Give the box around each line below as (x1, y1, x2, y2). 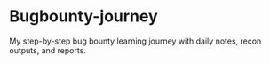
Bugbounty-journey (9, 6, 158, 27)
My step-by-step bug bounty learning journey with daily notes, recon (9, 36, 262, 46)
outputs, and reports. (9, 44, 87, 55)
